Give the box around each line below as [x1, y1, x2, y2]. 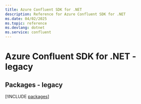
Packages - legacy [5, 81, 63, 89]
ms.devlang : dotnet [5, 25, 45, 30]
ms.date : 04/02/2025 [5, 16, 47, 21]
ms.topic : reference [5, 21, 47, 26]
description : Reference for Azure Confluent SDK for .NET [5, 12, 126, 17]
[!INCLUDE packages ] [5, 94, 49, 99]
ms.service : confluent [5, 30, 51, 35]
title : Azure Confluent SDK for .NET [5, 7, 82, 12]
